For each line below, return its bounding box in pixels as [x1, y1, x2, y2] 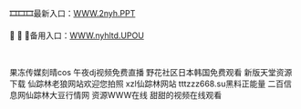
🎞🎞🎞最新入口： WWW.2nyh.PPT [9, 8, 136, 18]
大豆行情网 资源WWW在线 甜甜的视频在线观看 [48, 90, 222, 100]
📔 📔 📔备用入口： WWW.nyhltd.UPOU [9, 30, 144, 41]
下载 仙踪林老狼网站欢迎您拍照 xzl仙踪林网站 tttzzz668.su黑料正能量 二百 [9, 78, 285, 89]
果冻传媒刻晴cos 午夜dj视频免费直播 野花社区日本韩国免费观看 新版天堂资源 [9, 67, 293, 77]
